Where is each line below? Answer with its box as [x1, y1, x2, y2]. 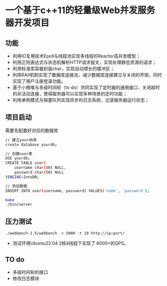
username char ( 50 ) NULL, [14, 165, 66, 170]
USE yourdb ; [5, 156, 30, 161]
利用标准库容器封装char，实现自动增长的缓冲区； [12, 66, 115, 71]
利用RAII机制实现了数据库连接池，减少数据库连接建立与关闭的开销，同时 [12, 72, 162, 78]
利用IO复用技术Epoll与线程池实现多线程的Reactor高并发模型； [12, 53, 141, 59]
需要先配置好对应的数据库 [5, 127, 58, 133]
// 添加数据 [5, 183, 28, 188]
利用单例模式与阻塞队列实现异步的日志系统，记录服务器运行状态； [12, 97, 149, 103]
